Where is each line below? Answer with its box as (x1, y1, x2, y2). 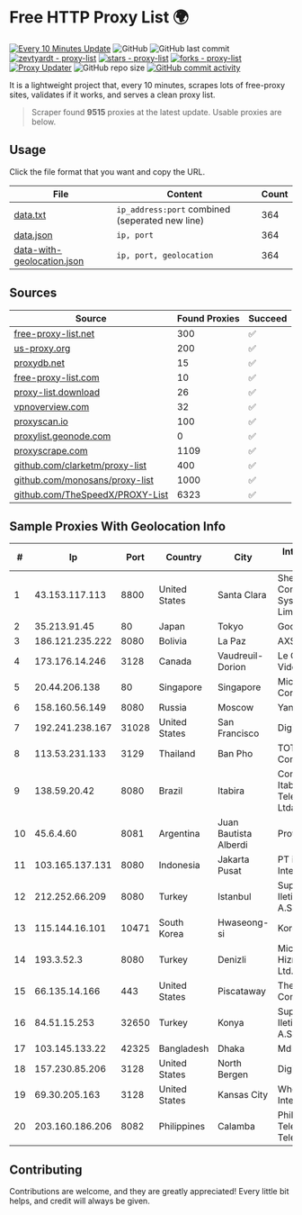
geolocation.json (13, 254, 84, 267)
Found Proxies (176, 312, 240, 324)
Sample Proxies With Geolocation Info (9, 519, 226, 534)
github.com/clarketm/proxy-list (13, 458, 147, 471)
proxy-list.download (13, 385, 101, 398)
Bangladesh (158, 1042, 209, 1055)
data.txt (13, 208, 47, 221)
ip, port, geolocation (116, 249, 214, 260)
